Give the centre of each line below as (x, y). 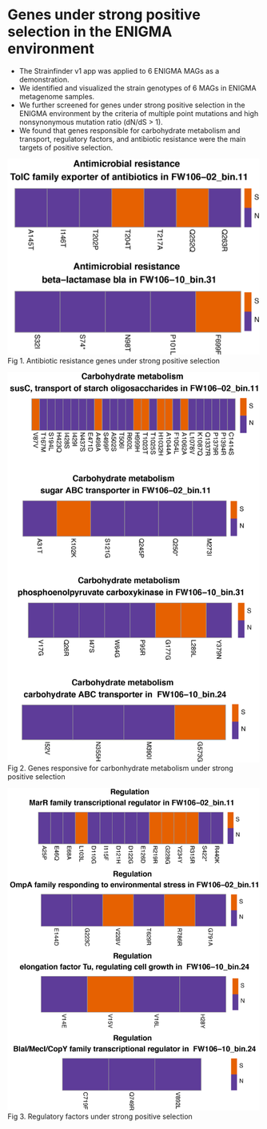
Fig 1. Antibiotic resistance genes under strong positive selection (114, 360)
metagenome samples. (57, 96)
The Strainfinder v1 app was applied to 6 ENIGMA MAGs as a (119, 70)
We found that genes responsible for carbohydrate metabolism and (130, 131)
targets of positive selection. (66, 147)
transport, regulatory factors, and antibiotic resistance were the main (132, 139)
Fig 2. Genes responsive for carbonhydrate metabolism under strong (120, 768)
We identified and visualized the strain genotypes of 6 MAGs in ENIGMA (137, 88)
